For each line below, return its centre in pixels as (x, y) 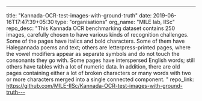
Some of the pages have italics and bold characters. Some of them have (96, 41)
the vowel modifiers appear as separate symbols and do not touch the (93, 54)
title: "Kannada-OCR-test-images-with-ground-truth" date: (79, 15)
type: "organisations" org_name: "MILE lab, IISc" (115, 22)
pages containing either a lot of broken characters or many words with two (99, 73)
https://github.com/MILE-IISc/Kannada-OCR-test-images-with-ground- (95, 86)
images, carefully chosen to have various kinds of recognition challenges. (97, 35)
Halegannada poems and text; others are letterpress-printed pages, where (99, 47)
